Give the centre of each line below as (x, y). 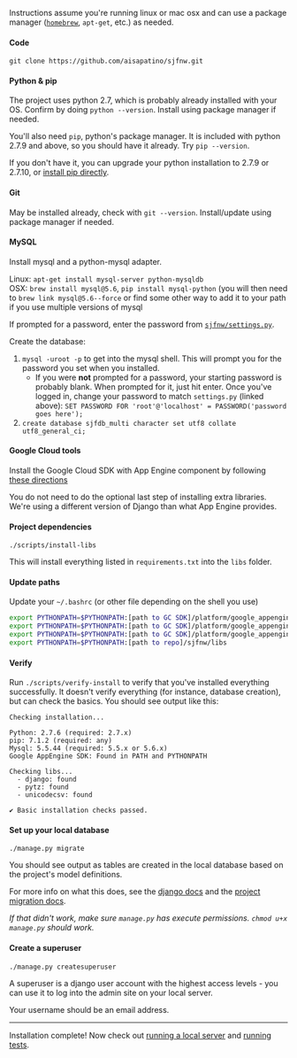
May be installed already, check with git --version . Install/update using (141, 212)
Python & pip (33, 81)
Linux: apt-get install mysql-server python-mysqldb (107, 279)
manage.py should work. (52, 928)
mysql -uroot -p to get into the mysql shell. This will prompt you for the (152, 359)
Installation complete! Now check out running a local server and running (141, 1035)
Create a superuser (46, 947)
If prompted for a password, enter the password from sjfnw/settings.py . (142, 324)
